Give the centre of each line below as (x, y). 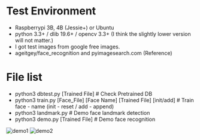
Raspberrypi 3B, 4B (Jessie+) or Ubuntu (64, 28)
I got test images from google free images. (67, 47)
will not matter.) (34, 40)
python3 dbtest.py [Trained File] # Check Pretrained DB (84, 93)
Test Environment (51, 11)
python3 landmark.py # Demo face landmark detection (82, 112)
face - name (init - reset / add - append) (64, 106)
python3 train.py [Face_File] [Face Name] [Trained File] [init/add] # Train (104, 100)
